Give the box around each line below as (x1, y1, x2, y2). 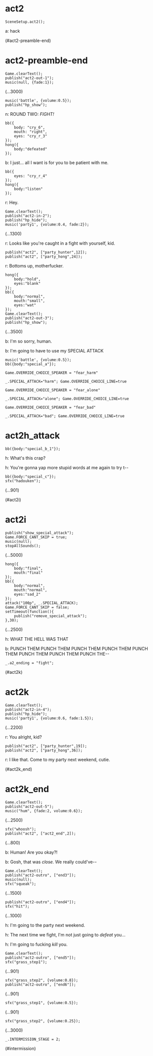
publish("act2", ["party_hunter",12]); (5, 250, 87, 255)
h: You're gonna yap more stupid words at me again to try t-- (5, 464, 129, 470)
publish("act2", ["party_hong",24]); (5, 254, 83, 259)
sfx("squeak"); (5, 881, 37, 886)
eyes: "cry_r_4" (14, 174, 48, 178)
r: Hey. (5, 199, 19, 205)
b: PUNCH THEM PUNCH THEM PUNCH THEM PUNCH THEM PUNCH (5, 646, 148, 652)
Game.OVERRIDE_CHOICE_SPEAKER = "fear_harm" (5, 370, 98, 375)
